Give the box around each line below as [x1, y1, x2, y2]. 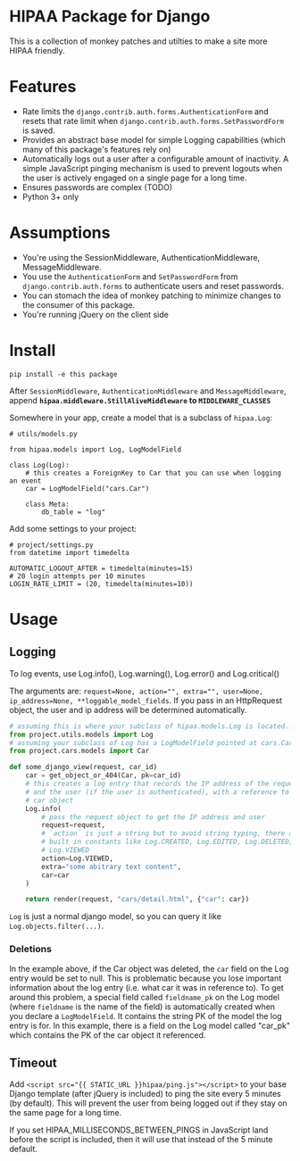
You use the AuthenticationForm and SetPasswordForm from [21, 270, 238, 282]
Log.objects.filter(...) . [9, 921, 104, 932]
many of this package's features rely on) [21, 144, 171, 154]
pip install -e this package [9, 369, 118, 378]
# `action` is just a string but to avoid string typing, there [41, 829, 286, 838]
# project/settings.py [9, 540, 94, 550]
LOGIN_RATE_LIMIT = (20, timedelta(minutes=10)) [9, 579, 194, 588]
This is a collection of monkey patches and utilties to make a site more [9, 36, 268, 46]
